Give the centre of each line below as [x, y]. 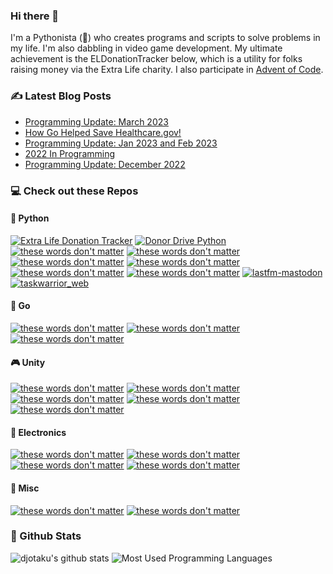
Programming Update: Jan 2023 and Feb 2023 [121, 143]
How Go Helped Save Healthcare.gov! [103, 132]
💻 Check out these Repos [74, 191]
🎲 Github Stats [46, 536]
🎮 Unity [28, 362]
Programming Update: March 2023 [96, 121]
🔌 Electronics [38, 432]
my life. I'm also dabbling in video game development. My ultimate [146, 48]
